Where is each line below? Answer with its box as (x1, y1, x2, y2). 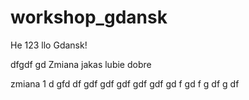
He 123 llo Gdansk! (10, 39, 88, 51)
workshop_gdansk (10, 6, 168, 29)
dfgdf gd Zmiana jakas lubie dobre (10, 58, 152, 70)
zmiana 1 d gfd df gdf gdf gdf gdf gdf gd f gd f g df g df (10, 77, 240, 90)
